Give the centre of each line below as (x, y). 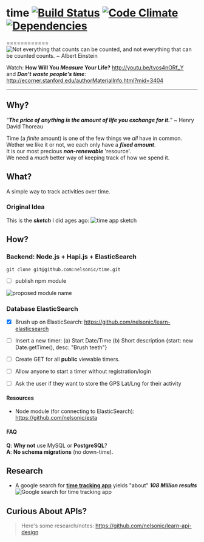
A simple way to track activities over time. (58, 191)
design (30, 532)
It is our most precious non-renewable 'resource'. (69, 151)
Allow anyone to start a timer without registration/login (83, 372)
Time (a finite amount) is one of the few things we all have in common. (94, 138)
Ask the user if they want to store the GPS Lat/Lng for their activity (98, 384)
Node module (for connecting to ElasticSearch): (75, 411)
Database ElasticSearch (42, 308)
